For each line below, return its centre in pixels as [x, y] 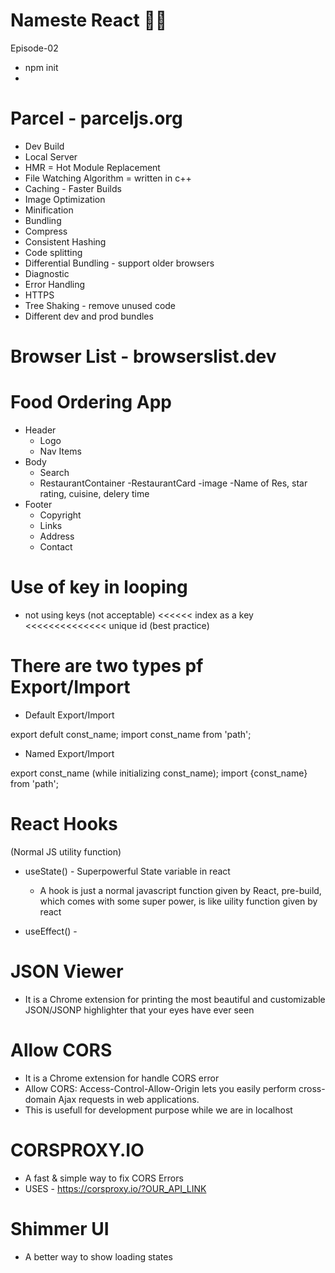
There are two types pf [107, 666]
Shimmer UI [60, 1228]
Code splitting [53, 252]
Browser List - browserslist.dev [143, 356]
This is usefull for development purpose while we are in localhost [158, 1110]
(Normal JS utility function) [66, 851]
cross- [312, 1088]
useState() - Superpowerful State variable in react [127, 871]
